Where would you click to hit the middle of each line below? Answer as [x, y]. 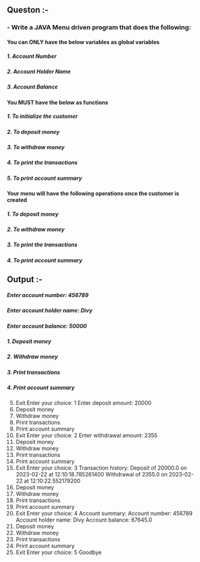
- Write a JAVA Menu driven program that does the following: [99, 28]
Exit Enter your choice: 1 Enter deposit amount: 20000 [84, 403]
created [17, 200]
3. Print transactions [34, 372]
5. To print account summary [45, 178]
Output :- [25, 280]
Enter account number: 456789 [48, 295]
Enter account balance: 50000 [47, 326]
